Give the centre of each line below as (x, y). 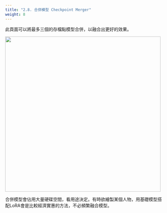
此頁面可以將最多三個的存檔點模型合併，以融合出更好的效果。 (68, 29)
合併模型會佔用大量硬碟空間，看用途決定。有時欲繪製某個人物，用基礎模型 (81, 199)
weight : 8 (15, 14)
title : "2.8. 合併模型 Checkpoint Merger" (48, 10)
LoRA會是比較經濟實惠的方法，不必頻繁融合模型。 (60, 205)
